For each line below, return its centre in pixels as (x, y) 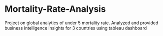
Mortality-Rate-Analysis (55, 9)
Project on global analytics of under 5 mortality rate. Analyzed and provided (81, 23)
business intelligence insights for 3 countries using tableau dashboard (76, 28)
